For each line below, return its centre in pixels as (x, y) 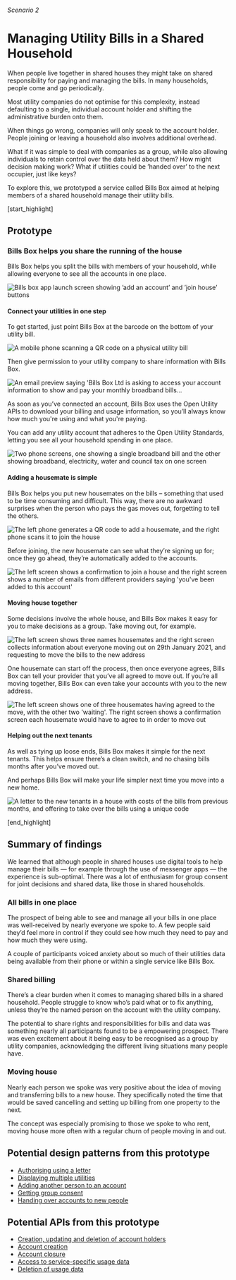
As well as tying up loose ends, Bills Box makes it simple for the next (106, 751)
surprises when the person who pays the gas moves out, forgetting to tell (113, 508)
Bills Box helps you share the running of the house (95, 250)
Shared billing (32, 979)
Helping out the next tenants (50, 736)
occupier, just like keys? (42, 174)
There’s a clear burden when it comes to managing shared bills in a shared (115, 995)
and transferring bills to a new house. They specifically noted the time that (115, 1094)
